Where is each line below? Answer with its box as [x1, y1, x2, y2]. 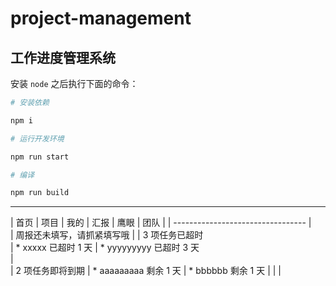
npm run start [10, 152, 70, 162]
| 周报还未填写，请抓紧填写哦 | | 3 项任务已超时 [10, 229, 204, 241]
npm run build [10, 188, 70, 198]
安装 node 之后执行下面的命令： [10, 78, 139, 89]
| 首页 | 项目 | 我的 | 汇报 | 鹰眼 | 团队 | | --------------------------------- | [10, 217, 312, 229]
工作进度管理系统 [10, 49, 116, 66]
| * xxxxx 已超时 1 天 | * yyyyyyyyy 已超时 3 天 [10, 242, 200, 254]
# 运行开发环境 [10, 133, 65, 144]
